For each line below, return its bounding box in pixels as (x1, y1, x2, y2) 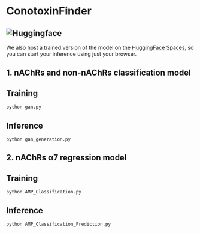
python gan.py (6, 104, 42, 110)
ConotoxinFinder (6, 4, 92, 18)
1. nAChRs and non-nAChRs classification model (6, 68, 191, 78)
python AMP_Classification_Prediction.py (6, 221, 111, 228)
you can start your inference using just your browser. (6, 50, 137, 58)
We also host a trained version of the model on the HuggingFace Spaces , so (6, 44, 194, 51)
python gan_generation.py (6, 136, 71, 142)
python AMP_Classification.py (6, 189, 82, 195)
